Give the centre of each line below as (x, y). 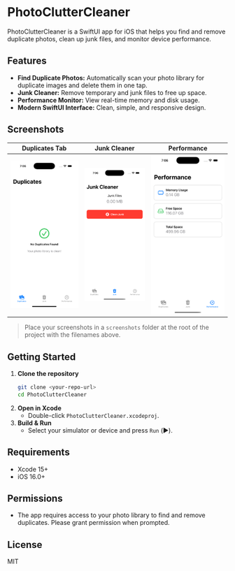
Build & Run (34, 423)
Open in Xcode (39, 408)
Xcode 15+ (33, 469)
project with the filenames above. (72, 335)
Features (27, 61)
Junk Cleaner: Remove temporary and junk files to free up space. (112, 92)
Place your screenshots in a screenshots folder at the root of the (117, 327)
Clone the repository (48, 374)
